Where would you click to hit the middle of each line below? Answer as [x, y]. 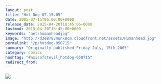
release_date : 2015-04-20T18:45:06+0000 [49, 24]
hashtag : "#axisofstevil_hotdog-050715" [49, 57]
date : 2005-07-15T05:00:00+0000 [40, 19]
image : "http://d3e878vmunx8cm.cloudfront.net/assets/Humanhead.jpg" [81, 39]
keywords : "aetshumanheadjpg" [38, 34]
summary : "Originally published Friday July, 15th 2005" [67, 48]
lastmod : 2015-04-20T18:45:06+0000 [43, 29]
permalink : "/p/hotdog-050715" [39, 43]
